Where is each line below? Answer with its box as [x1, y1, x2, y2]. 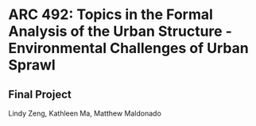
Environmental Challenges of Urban [8, 40, 249, 57]
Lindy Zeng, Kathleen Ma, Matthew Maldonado [8, 109, 161, 118]
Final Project [8, 87, 72, 101]
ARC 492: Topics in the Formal [8, 6, 213, 24]
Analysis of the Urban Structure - [8, 22, 233, 40]
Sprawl [8, 56, 56, 74]
